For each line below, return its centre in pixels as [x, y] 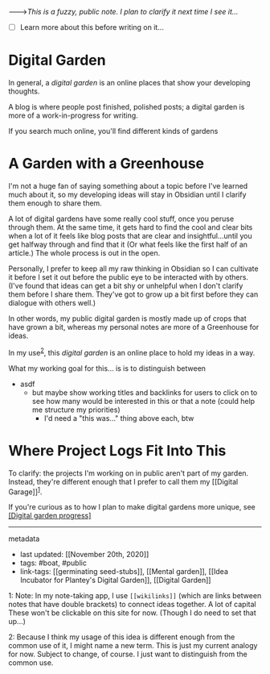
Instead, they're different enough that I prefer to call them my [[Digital [123, 481]
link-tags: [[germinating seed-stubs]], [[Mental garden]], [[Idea [124, 572]
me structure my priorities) [76, 410]
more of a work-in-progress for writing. [73, 115]
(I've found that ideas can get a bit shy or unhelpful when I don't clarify [126, 285]
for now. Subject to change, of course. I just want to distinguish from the [128, 654]
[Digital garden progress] [50, 516]
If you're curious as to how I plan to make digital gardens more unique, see [132, 507]
